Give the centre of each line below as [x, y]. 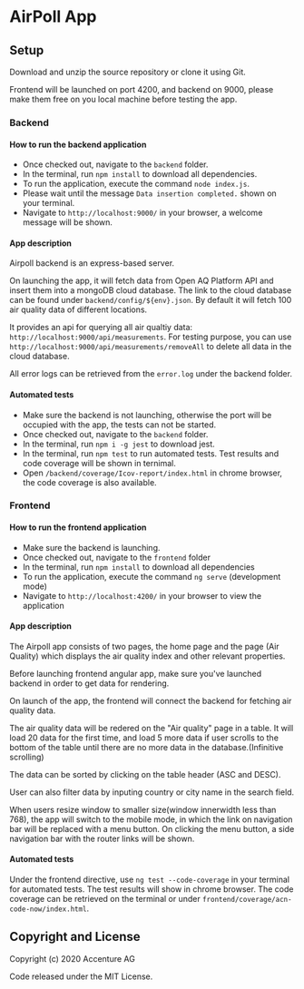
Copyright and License [75, 937]
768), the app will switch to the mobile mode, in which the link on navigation [151, 819]
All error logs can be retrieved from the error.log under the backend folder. [151, 374]
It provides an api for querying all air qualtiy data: [101, 328]
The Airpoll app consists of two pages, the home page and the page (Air [144, 646]
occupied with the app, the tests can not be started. [119, 425]
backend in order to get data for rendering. [89, 683]
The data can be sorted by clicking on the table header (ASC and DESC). [145, 774]
